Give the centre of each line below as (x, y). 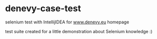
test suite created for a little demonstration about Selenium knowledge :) (79, 31)
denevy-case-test (43, 9)
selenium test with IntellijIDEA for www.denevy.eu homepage (67, 22)
